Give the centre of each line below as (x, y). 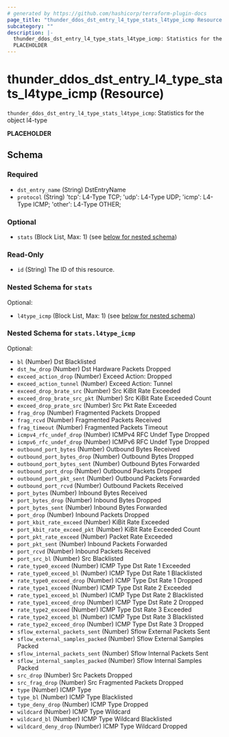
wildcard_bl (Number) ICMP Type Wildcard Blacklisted (95, 718)
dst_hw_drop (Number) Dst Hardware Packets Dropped (94, 368)
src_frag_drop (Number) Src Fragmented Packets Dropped (100, 682)
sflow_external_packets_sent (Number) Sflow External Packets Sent (113, 631)
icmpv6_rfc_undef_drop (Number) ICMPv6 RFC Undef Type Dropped (113, 442)
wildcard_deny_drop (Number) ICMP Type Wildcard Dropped (102, 726)
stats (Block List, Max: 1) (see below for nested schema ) (97, 237)
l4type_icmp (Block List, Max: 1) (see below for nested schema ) (106, 316)
